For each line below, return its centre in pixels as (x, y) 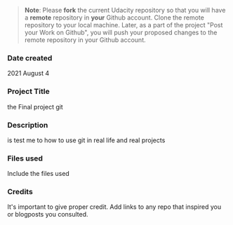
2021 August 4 (28, 74)
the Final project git (35, 107)
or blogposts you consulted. (48, 214)
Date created (30, 57)
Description (28, 125)
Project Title (29, 92)
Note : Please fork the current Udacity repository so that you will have (125, 10)
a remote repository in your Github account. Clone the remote (114, 18)
